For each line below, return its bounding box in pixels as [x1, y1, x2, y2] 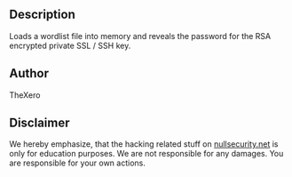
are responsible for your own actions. [9, 157, 146, 168]
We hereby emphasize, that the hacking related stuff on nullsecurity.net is [9, 139, 279, 149]
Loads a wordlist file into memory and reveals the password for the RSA [9, 30, 272, 41]
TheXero [9, 89, 41, 101]
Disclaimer [9, 116, 70, 131]
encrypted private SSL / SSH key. [9, 40, 131, 51]
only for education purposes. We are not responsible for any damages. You [9, 149, 284, 159]
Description [9, 7, 75, 22]
